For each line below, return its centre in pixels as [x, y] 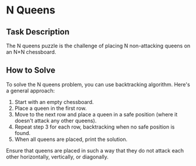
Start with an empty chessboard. [54, 102]
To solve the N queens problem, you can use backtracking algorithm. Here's [98, 84]
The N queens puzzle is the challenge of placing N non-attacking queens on [98, 46]
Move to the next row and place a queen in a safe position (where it [96, 114]
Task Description [38, 32]
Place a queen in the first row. [50, 108]
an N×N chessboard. [31, 52]
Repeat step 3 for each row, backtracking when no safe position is [94, 127]
